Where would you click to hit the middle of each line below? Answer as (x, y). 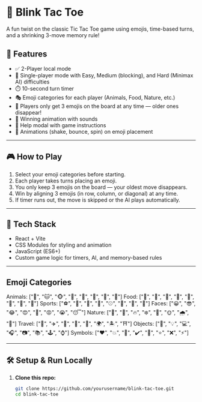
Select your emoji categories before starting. (70, 174)
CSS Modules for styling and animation (63, 245)
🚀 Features (27, 54)
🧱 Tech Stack (31, 224)
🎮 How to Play (34, 157)
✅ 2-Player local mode (43, 68)
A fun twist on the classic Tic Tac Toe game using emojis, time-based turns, (100, 29)
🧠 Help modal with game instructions (60, 125)
